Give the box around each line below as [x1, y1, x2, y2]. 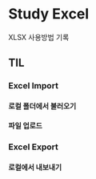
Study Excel [8, 5, 90, 23]
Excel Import [8, 80, 58, 92]
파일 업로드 [8, 121, 42, 131]
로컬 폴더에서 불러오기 [8, 101, 77, 111]
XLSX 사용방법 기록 [8, 32, 70, 42]
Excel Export [8, 141, 58, 153]
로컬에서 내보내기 [8, 162, 62, 172]
